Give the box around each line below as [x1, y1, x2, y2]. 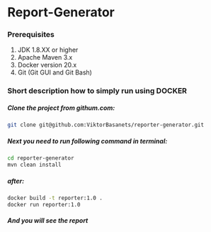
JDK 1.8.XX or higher [17, 45, 79, 54]
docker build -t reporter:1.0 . [7, 194, 103, 201]
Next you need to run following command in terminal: [7, 136, 168, 145]
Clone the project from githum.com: [7, 104, 115, 112]
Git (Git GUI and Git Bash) [17, 68, 92, 77]
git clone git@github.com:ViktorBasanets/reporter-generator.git [7, 121, 204, 128]
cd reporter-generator [7, 155, 74, 162]
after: [7, 177, 25, 185]
